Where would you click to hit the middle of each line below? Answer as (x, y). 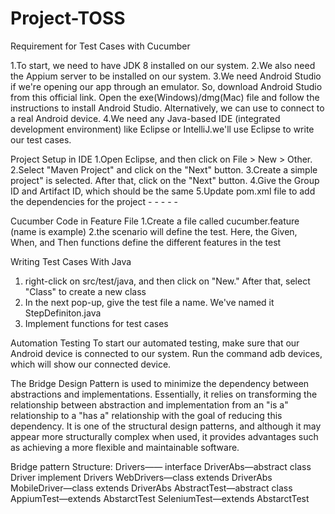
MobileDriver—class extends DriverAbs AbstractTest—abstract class (151, 488)
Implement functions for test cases (96, 323)
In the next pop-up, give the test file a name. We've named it (149, 302)
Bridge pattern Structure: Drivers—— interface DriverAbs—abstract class (161, 466)
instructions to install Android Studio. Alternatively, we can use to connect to (167, 108)
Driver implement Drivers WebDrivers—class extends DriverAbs (141, 477)
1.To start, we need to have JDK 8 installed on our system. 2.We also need (163, 65)
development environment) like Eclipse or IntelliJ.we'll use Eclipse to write (162, 129)
